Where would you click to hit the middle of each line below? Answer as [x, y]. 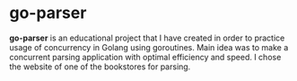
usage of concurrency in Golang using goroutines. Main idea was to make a [149, 47]
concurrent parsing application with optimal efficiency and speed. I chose [145, 57]
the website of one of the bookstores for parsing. [100, 67]
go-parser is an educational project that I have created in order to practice [147, 38]
